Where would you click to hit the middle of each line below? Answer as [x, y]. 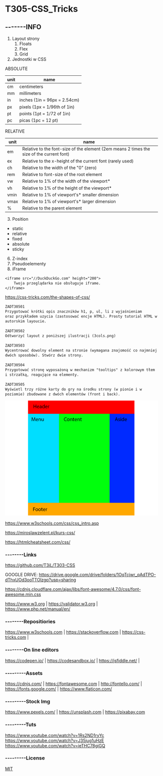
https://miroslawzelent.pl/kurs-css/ [40, 532]
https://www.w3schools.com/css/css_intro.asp [52, 523]
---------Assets [24, 673]
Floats [25, 44]
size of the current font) [46, 154]
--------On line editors [32, 650]
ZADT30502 [15, 331]
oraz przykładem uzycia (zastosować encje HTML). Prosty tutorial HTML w [81, 316]
